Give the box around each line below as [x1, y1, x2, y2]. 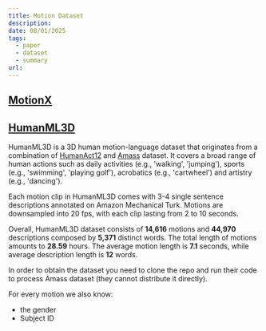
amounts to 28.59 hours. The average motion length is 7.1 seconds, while [8, 241, 249, 251]
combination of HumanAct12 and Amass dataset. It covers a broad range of [8, 150, 256, 160]
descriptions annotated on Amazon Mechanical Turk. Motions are [8, 200, 224, 209]
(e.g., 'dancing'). [8, 176, 63, 185]
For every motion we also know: [8, 289, 113, 299]
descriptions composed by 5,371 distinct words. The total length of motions [8, 232, 257, 242]
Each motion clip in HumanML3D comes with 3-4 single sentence [8, 192, 224, 201]
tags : [8, 34, 26, 42]
